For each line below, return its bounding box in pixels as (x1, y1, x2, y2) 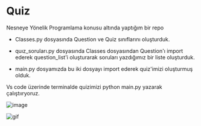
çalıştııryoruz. (6, 89, 40, 97)
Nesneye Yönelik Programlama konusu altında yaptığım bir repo (6, 24, 164, 31)
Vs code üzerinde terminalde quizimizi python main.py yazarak (6, 83, 162, 91)
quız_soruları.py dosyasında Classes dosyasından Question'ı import (14, 47, 183, 55)
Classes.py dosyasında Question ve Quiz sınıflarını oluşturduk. (14, 35, 170, 43)
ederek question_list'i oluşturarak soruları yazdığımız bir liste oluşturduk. (14, 53, 195, 61)
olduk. (14, 71, 31, 79)
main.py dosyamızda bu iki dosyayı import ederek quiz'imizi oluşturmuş (14, 65, 193, 73)
